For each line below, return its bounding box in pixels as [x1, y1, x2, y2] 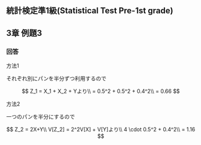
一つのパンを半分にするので [6, 113, 75, 120]
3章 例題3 [6, 28, 43, 38]
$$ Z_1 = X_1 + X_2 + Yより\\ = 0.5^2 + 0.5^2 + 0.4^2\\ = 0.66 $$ [22, 87, 180, 95]
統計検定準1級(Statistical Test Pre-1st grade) [6, 5, 173, 16]
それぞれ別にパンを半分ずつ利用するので [6, 75, 107, 82]
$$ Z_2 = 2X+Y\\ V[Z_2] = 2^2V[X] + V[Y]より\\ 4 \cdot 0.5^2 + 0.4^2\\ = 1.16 [6, 126, 196, 133]
